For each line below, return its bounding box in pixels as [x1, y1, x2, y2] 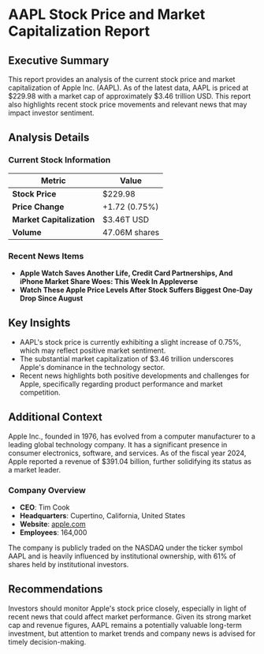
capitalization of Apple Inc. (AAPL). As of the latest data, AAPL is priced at [8, 83, 249, 92]
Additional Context [8, 410, 102, 424]
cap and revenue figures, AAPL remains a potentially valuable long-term [8, 620, 242, 630]
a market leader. [8, 465, 61, 474]
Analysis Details [8, 131, 90, 144]
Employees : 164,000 [19, 527, 87, 537]
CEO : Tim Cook [19, 503, 70, 512]
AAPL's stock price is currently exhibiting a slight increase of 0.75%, [19, 337, 242, 346]
